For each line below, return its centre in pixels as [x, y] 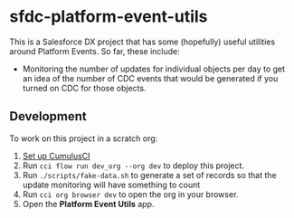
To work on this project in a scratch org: [84, 138]
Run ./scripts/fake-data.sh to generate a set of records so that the [150, 175]
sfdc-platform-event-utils [109, 17]
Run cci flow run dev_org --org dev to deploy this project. [133, 166]
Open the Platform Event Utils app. [88, 204]
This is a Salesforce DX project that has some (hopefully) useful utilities [142, 42]
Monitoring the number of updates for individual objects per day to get [154, 69]
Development [48, 116]
